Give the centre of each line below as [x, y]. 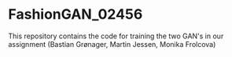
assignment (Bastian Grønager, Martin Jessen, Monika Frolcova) [112, 44]
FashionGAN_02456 [75, 14]
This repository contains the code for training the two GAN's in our [116, 36]
